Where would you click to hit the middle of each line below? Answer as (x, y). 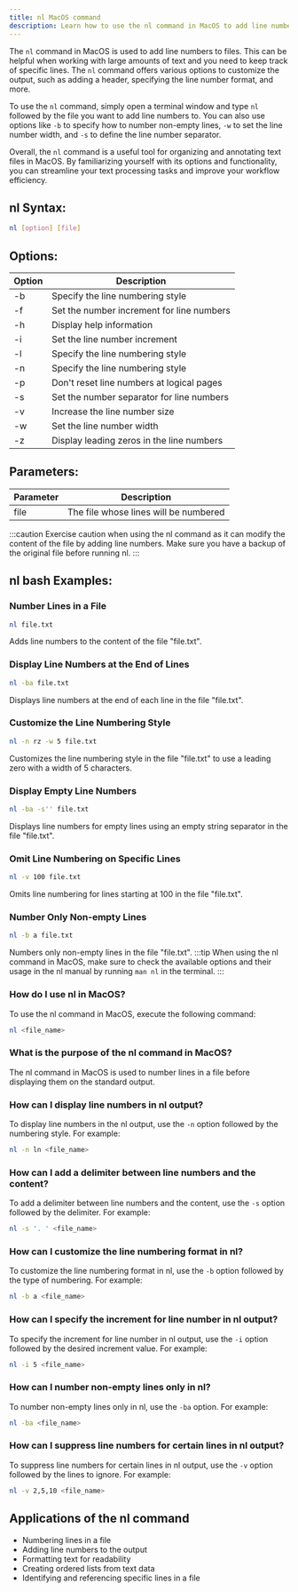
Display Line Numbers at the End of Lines (99, 665)
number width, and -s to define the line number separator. (115, 134)
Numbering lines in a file (67, 1540)
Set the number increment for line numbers (141, 310)
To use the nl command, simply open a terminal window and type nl (134, 106)
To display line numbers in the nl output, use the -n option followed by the (144, 1124)
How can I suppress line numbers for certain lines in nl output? (147, 1445)
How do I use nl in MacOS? (67, 995)
